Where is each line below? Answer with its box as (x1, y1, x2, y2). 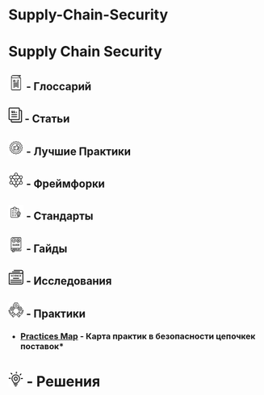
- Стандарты (25, 210, 94, 223)
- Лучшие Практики (25, 144, 132, 158)
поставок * (19, 341, 65, 352)
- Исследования (25, 274, 112, 288)
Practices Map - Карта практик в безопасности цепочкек (19, 331, 256, 342)
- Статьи (23, 112, 70, 126)
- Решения (26, 372, 101, 390)
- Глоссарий (25, 79, 92, 94)
